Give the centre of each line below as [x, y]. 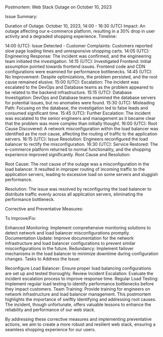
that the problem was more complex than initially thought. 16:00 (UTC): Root [81, 123]
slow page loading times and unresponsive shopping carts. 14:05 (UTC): [77, 51]
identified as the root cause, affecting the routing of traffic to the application [81, 134]
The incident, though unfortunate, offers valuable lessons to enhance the [78, 305]
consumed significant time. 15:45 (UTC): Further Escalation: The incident [78, 113]
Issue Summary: [21, 16]
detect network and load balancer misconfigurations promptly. [68, 233]
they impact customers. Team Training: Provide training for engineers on [78, 289]
